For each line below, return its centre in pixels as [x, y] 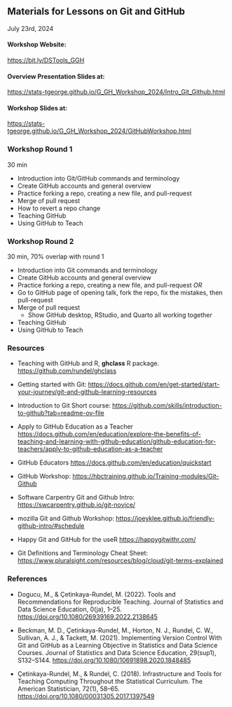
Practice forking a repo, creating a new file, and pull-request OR [110, 285]
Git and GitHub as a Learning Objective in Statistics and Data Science [117, 645]
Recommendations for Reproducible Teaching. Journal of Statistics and [120, 602]
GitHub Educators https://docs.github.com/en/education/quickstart [114, 462]
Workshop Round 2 [41, 241]
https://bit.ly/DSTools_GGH [46, 60]
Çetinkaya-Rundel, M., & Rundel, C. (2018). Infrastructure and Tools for [120, 673]
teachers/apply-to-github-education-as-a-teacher [90, 449]
